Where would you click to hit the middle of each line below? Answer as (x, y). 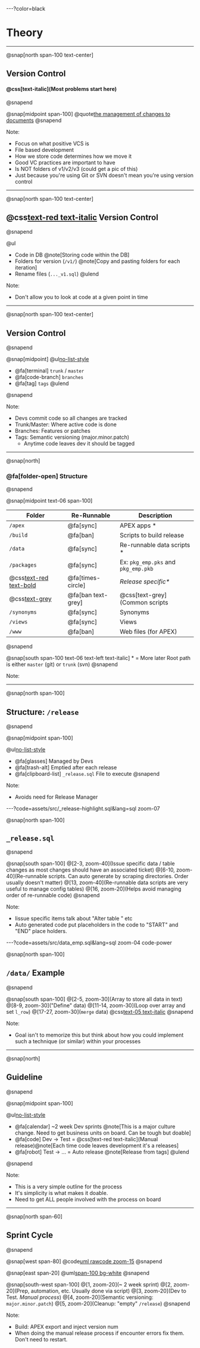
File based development (44, 149)
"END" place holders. (41, 931)
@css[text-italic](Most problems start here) (62, 88)
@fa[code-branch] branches (49, 377)
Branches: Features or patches (52, 431)
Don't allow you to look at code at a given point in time (81, 297)
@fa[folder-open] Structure (47, 476)
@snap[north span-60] (34, 1216)
